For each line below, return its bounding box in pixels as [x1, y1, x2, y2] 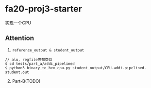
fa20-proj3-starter [5, 3, 83, 14]
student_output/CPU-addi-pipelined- [72, 65, 147, 70]
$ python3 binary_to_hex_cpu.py [5, 65, 70, 70]
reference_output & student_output [12, 48, 84, 52]
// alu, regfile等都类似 [5, 57, 52, 62]
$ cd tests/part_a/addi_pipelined [5, 61, 75, 66]
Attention [5, 34, 34, 42]
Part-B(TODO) [12, 78, 41, 84]
